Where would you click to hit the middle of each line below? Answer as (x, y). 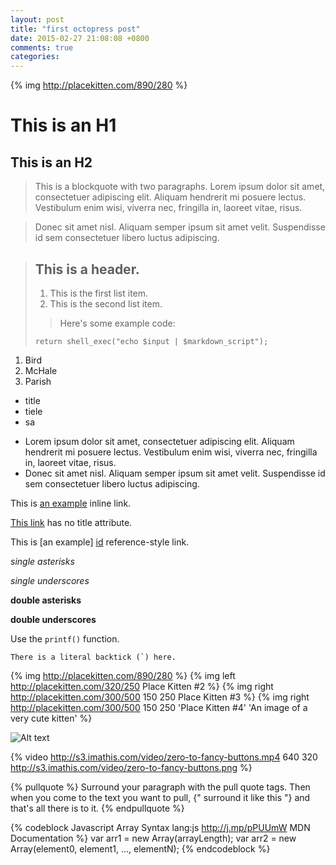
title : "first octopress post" (75, 29)
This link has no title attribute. (71, 522)
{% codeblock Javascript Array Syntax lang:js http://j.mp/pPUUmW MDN (160, 827)
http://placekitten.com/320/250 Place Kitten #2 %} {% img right (142, 686)
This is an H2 (51, 162)
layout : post (37, 19)
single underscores (50, 580)
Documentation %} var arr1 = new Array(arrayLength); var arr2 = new (153, 838)
